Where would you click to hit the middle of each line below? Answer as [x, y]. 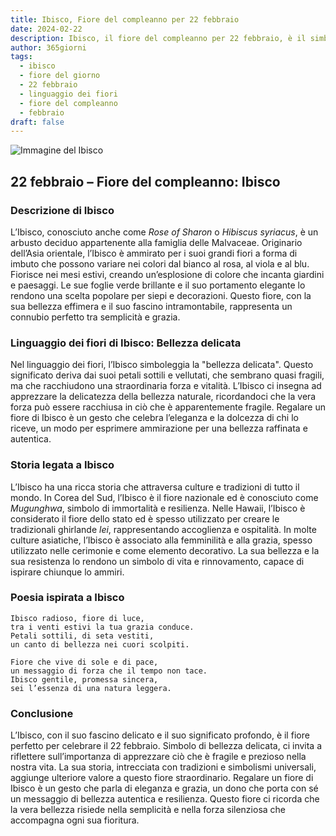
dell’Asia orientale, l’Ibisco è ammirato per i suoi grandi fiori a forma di [154, 253]
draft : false [37, 122]
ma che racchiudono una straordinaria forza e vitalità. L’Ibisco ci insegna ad [166, 386]
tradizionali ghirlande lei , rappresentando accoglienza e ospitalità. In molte [163, 529]
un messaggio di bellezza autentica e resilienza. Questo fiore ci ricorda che [165, 799]
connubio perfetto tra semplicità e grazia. [95, 317]
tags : [21, 57]
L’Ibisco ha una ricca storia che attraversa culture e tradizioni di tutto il [155, 487]
